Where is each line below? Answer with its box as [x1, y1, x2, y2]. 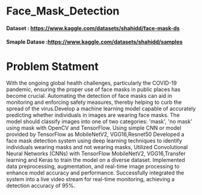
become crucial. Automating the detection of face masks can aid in [6, 92, 173, 100]
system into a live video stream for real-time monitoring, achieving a [6, 176, 175, 183]
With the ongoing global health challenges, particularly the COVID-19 [6, 80, 177, 87]
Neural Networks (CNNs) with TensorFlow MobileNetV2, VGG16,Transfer [6, 150, 186, 158]
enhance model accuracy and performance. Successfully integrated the [6, 169, 185, 176]
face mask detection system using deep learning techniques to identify [6, 137, 182, 144]
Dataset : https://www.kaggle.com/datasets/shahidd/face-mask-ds [6, 24, 180, 31]
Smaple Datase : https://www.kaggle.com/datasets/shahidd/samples [6, 38, 183, 46]
